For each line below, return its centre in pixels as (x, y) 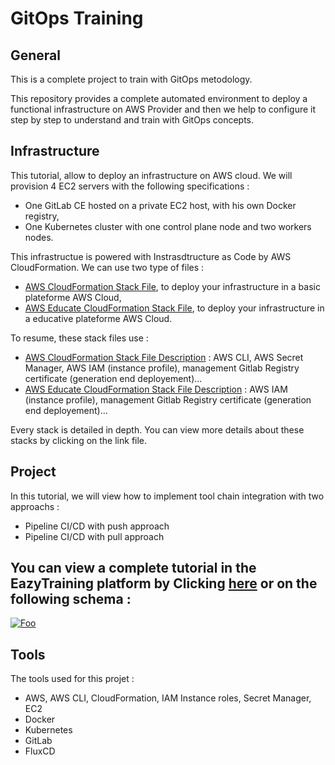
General (36, 55)
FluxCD (40, 751)
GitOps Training (77, 18)
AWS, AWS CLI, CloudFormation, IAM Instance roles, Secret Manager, (168, 698)
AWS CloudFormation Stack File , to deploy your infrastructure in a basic (172, 286)
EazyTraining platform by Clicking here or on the (164, 583)
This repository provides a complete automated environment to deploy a (159, 98)
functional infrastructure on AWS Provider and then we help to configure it (163, 109)
